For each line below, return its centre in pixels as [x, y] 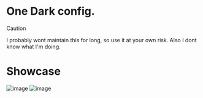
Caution [16, 28]
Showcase [34, 71]
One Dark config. [51, 11]
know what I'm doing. [34, 47]
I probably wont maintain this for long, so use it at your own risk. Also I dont [102, 40]
